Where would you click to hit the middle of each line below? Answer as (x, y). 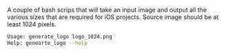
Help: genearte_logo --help (48, 43)
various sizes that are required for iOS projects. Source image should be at (113, 17)
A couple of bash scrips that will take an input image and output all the (107, 10)
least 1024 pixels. (32, 24)
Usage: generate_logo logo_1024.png (60, 37)
